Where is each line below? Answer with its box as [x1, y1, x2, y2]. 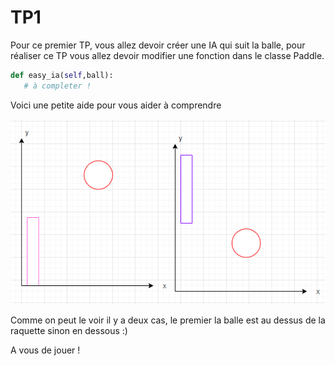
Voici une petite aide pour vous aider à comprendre [10, 99, 222, 111]
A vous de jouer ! [10, 344, 81, 356]
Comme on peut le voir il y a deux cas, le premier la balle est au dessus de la [10, 314, 326, 326]
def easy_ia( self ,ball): [10, 70, 114, 80]
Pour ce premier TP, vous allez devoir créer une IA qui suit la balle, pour [10, 39, 306, 51]
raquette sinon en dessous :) [10, 325, 128, 337]
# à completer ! [23, 81, 92, 91]
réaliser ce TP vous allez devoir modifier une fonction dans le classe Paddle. [10, 49, 325, 61]
